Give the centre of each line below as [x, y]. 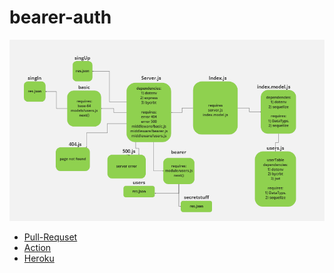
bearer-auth [60, 17]
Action [37, 247]
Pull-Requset [50, 237]
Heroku [39, 258]
